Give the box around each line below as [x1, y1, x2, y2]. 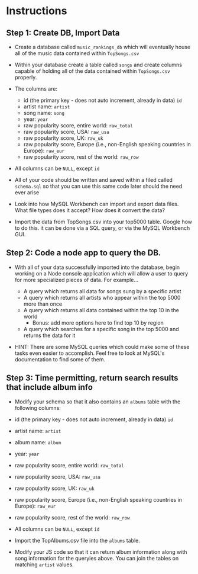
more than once [23, 300, 63, 307]
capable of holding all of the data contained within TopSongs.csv [14, 68, 170, 75]
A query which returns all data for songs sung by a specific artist [23, 287, 181, 294]
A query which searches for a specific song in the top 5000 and [23, 325, 179, 332]
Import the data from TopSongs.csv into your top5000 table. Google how [14, 218, 193, 225]
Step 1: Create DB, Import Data [6, 28, 120, 38]
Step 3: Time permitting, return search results [6, 373, 178, 383]
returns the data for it [23, 332, 76, 339]
